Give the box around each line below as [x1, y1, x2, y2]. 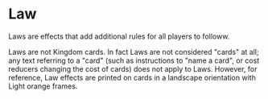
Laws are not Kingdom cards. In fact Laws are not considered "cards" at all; [8, 47, 259, 56]
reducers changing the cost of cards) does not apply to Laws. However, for [8, 64, 258, 73]
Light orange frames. [8, 81, 78, 91]
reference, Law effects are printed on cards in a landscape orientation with [8, 72, 256, 82]
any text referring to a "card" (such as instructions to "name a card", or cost [8, 56, 260, 65]
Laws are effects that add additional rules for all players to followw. [8, 31, 230, 41]
